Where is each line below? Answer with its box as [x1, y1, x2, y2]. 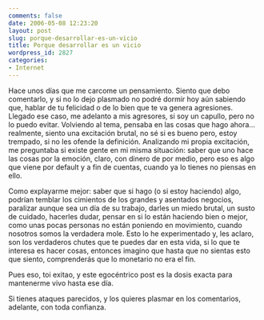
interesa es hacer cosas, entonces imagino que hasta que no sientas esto [8, 246, 250, 255]
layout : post [8, 26, 52, 34]
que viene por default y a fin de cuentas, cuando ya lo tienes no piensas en [8, 162, 257, 172]
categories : [8, 57, 48, 65]
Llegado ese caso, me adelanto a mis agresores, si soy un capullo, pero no [8, 111, 254, 121]
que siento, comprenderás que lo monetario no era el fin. [8, 254, 196, 264]
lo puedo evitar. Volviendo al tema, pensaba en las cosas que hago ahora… [8, 119, 256, 129]
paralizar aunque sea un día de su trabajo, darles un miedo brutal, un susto [8, 203, 256, 213]
